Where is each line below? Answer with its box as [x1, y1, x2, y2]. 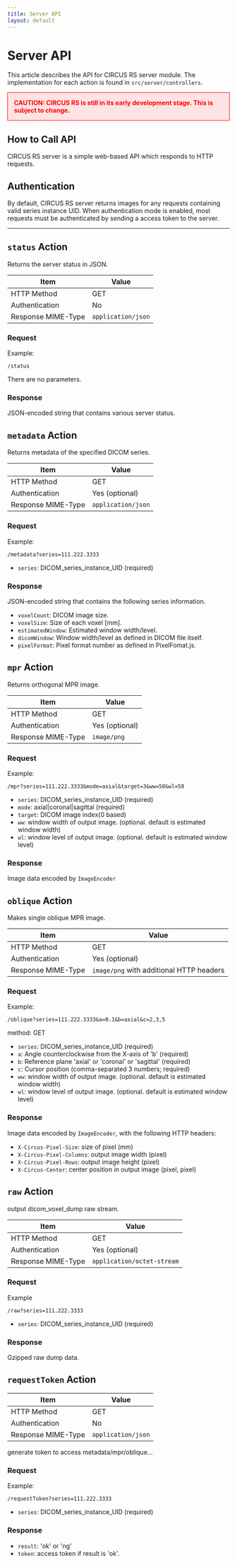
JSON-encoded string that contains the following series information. [7, 597, 206, 605]
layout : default [7, 17, 55, 24]
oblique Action [7, 895, 73, 907]
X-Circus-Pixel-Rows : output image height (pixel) [17, 1157, 160, 1166]
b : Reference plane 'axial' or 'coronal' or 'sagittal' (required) [17, 1058, 191, 1066]
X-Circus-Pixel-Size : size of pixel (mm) [17, 1143, 134, 1151]
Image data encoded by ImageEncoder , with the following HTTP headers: [7, 1128, 217, 1137]
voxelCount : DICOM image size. [17, 610, 109, 619]
